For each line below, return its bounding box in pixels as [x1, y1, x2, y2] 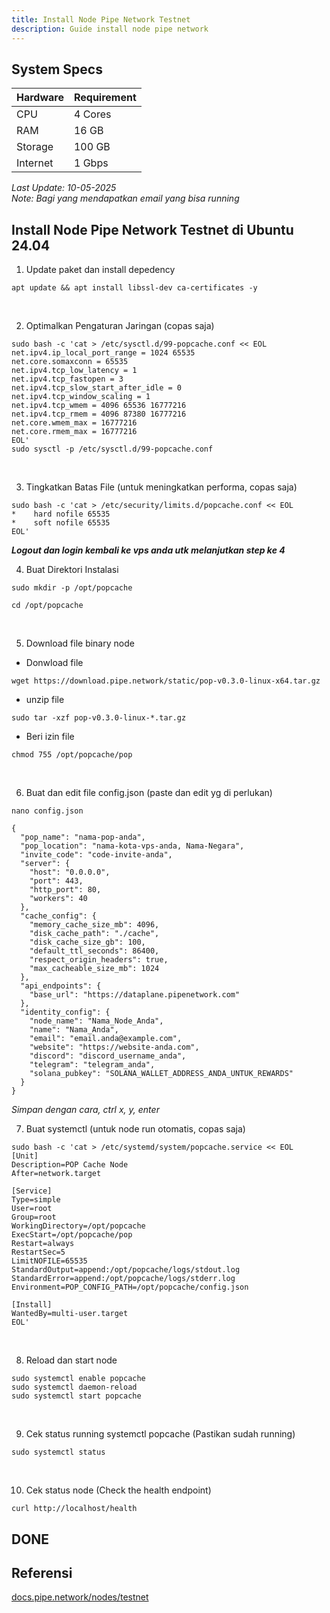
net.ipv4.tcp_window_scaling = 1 [11, 392, 151, 402]
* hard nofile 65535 [11, 509, 111, 520]
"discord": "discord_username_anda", [29, 1051, 187, 1061]
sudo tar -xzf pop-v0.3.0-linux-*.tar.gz [11, 713, 187, 723]
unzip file [25, 694, 65, 706]
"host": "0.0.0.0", [29, 867, 111, 878]
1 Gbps [73, 156, 109, 170]
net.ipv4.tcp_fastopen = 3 [11, 374, 124, 385]
